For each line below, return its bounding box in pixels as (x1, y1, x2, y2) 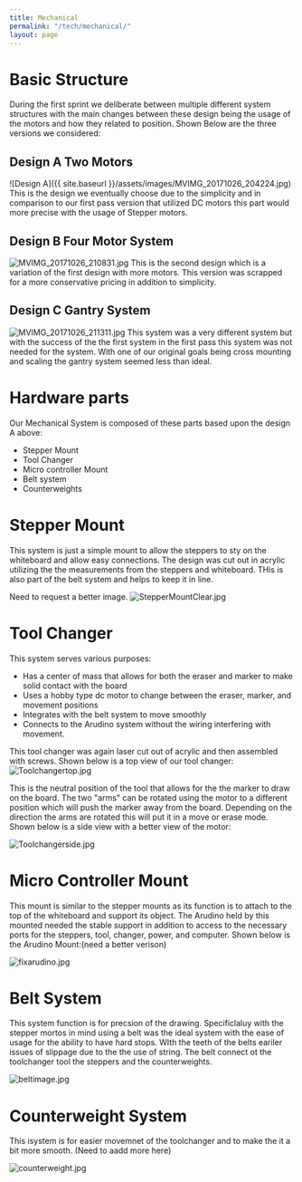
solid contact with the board (22, 680, 127, 691)
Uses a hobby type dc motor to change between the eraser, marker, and (22, 689, 292, 700)
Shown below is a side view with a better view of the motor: (9, 821, 231, 831)
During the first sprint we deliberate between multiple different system (9, 99, 271, 110)
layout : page (9, 30, 59, 39)
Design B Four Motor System (9, 233, 175, 249)
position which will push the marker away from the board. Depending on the (9, 802, 292, 812)
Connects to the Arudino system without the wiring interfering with (22, 718, 271, 729)
